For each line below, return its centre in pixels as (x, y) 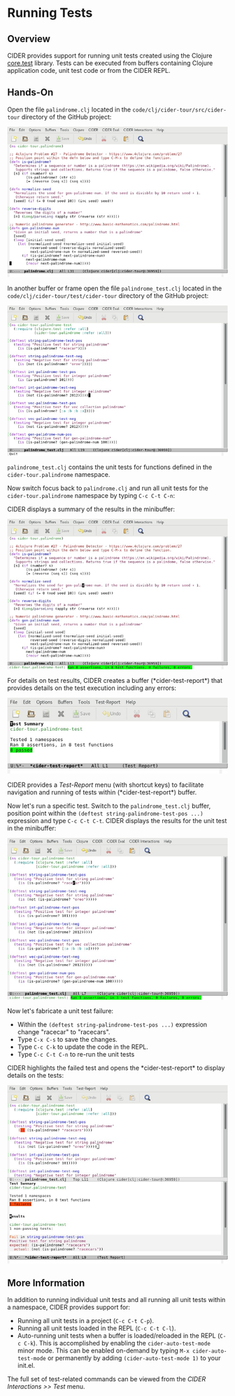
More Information (46, 1283)
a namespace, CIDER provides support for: (69, 1307)
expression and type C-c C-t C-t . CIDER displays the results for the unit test (117, 820)
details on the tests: (36, 1075)
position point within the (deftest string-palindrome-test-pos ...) (106, 813)
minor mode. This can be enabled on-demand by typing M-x (104, 1350)
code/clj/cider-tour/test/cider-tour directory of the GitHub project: (108, 295)
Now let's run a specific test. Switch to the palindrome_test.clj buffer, (109, 806)
